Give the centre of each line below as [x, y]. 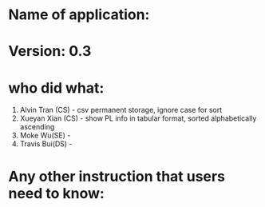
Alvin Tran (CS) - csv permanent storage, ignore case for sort [121, 110]
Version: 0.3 [50, 52]
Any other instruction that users [117, 176]
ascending [37, 127]
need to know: [57, 193]
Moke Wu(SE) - [45, 135]
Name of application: [79, 15]
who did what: [56, 88]
